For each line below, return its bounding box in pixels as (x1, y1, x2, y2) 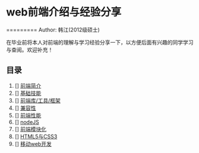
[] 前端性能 (14, 111, 42, 119)
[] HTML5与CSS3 (14, 133, 58, 140)
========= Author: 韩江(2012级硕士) (6, 26, 100, 33)
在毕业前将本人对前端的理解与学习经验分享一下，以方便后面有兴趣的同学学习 (6, 39, 194, 46)
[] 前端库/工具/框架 (14, 97, 61, 104)
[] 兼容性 (14, 104, 36, 111)
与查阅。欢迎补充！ (6, 46, 53, 53)
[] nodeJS (14, 118, 40, 125)
